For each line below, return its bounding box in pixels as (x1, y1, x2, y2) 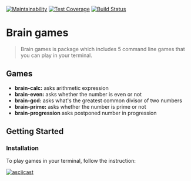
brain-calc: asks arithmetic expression (14, 84, 109, 91)
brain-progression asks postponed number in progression (14, 109, 157, 116)
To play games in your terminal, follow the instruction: (6, 157, 136, 165)
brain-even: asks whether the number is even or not (14, 90, 142, 98)
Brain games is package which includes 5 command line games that (20, 45, 185, 52)
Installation (6, 144, 39, 152)
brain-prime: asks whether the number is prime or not (14, 103, 146, 110)
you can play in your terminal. (20, 52, 93, 59)
